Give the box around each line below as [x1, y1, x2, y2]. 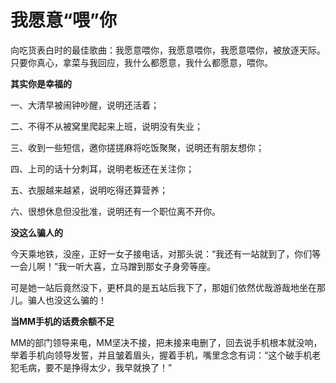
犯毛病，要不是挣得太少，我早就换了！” [10, 361, 173, 373]
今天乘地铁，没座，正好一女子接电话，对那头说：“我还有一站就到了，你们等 [10, 247, 322, 260]
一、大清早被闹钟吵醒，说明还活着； [10, 99, 160, 111]
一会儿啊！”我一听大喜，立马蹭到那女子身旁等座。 [10, 260, 217, 272]
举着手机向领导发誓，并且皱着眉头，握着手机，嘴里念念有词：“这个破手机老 [10, 349, 322, 361]
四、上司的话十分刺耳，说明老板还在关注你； [10, 162, 195, 175]
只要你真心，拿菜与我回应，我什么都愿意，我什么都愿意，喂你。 [10, 56, 273, 68]
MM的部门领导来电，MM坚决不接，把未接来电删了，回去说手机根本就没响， [10, 336, 323, 348]
